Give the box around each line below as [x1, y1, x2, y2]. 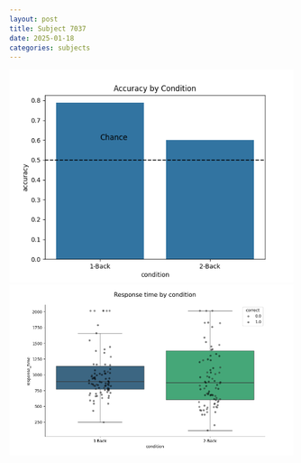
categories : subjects [9, 43, 91, 52]
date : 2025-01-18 [9, 33, 75, 42]
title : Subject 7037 [9, 23, 87, 33]
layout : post [9, 14, 59, 23]
